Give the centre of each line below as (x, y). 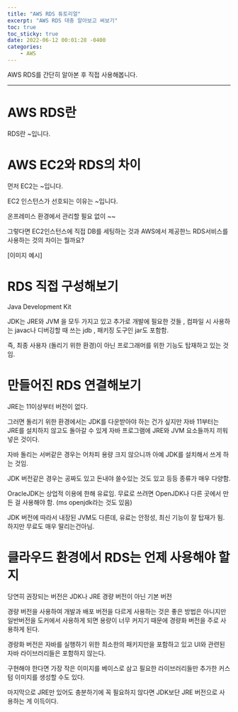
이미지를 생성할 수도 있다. (50, 677)
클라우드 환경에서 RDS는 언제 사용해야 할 (119, 557)
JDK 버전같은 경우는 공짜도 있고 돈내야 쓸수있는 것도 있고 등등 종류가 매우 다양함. (119, 478)
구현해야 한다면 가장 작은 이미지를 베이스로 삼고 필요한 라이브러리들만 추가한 (112, 668)
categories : (25, 47)
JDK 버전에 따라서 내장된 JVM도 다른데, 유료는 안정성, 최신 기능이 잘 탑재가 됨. (116, 517)
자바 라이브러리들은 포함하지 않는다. (57, 653)
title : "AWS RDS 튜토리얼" (44, 14)
